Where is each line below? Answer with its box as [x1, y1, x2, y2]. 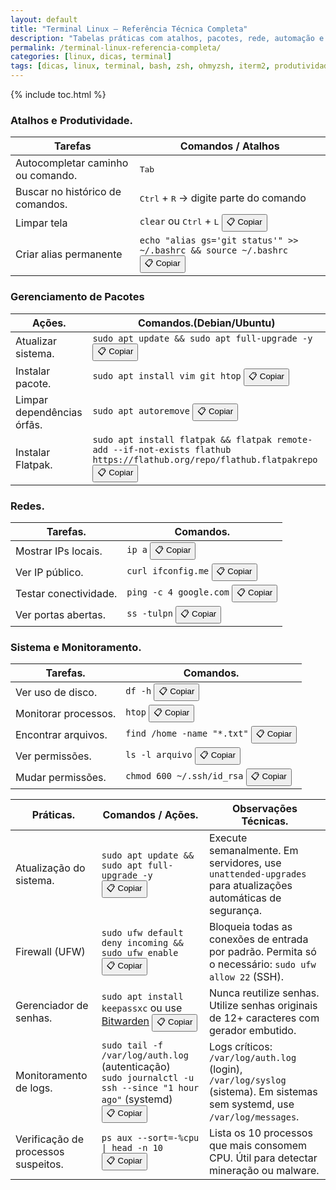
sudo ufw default [101, 927, 184, 939]
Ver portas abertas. [15, 607, 106, 621]
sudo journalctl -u [101, 1072, 195, 1084]
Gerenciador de [15, 999, 89, 1013]
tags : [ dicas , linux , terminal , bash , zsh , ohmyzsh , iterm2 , [10, 61, 271, 71]
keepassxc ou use [101, 1001, 183, 1015]
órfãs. [15, 417, 43, 431]
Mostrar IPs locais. [15, 544, 103, 558]
